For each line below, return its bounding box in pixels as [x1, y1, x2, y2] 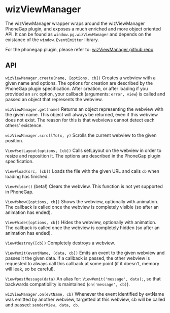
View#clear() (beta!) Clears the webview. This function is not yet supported [5, 183, 163, 189]
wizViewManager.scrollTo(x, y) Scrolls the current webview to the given [5, 132, 157, 138]
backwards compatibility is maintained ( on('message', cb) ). [5, 281, 130, 287]
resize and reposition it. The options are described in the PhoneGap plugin [5, 152, 161, 159]
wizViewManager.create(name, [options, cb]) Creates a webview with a [5, 75, 156, 81]
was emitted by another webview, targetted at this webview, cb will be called [5, 296, 165, 302]
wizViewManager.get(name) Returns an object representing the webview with [5, 106, 164, 112]
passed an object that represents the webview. [5, 96, 103, 102]
